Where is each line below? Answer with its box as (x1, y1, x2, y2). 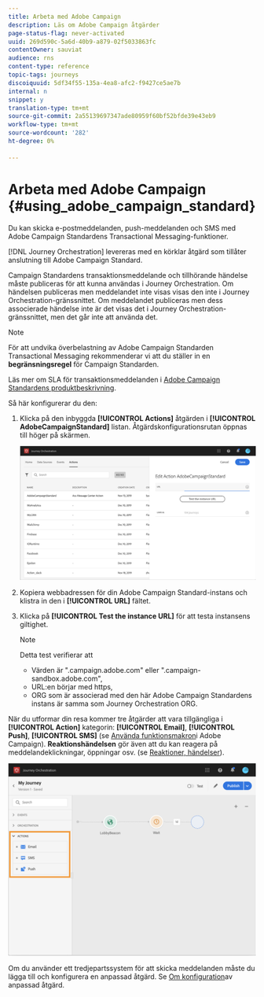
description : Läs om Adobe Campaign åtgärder (8, 20, 159, 29)
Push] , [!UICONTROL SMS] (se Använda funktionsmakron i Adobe (8, 731, 222, 740)
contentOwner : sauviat (8, 46, 82, 54)
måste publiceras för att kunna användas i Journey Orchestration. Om (8, 279, 234, 288)
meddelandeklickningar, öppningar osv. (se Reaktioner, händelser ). (8, 748, 225, 757)
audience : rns (8, 54, 55, 62)
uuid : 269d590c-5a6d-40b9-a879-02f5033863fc (8, 38, 156, 46)
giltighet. (19, 620, 49, 630)
